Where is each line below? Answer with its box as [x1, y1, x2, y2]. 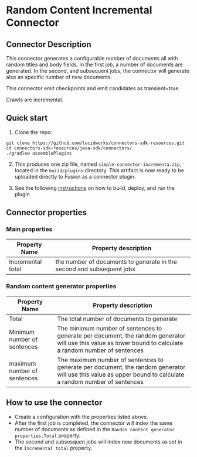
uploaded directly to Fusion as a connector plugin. [14, 173, 136, 180]
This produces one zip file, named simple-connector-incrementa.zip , [14, 161, 182, 168]
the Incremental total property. [14, 444, 93, 451]
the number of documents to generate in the [55, 257, 178, 265]
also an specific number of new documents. [6, 74, 113, 80]
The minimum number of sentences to [57, 324, 162, 332]
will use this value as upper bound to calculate [57, 370, 185, 378]
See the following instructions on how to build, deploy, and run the [14, 184, 175, 191]
